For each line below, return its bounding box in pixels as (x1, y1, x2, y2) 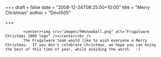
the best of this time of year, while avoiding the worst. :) (5, 47, 141, 52)
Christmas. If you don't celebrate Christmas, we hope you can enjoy (5, 42, 156, 47)
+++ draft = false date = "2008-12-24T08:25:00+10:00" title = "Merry (5, 5, 150, 10)
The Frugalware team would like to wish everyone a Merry (23, 38, 147, 43)
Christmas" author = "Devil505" (5, 10, 71, 16)
